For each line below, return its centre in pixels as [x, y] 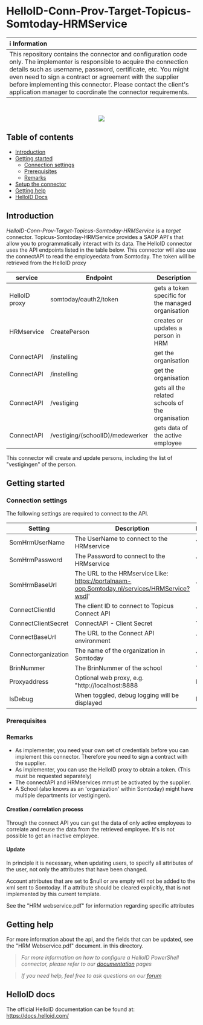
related [164, 395]
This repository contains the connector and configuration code [98, 54]
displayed [89, 703]
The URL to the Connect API [114, 634]
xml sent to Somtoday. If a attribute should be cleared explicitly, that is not [98, 887]
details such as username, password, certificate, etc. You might [99, 69]
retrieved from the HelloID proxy [46, 263]
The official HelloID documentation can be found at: [70, 1009]
